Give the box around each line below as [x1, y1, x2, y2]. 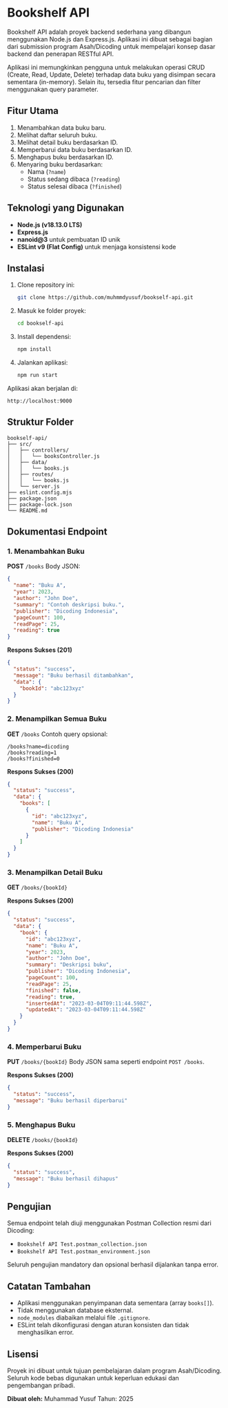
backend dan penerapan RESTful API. [7, 50, 114, 58]
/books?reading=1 [7, 749, 57, 756]
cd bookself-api [17, 320, 64, 327]
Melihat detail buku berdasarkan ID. [17, 138, 118, 146]
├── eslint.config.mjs [7, 489, 72, 496]
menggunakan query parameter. [7, 85, 99, 93]
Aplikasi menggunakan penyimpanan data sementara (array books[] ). [17, 1299, 214, 1307]
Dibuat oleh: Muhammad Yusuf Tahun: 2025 [7, 1395, 134, 1402]
